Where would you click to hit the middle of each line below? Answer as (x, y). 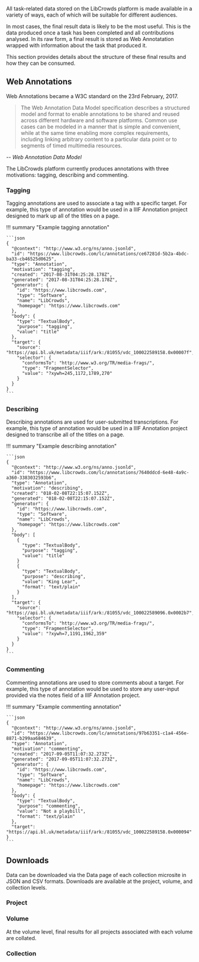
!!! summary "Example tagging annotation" (58, 228)
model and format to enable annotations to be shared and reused (100, 114)
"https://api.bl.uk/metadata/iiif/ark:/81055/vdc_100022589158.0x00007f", (100, 353)
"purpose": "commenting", (49, 806)
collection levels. (27, 887)
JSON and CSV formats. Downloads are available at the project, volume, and (99, 881)
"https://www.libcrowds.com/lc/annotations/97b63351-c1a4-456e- (108, 733)
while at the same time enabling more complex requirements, (95, 133)
